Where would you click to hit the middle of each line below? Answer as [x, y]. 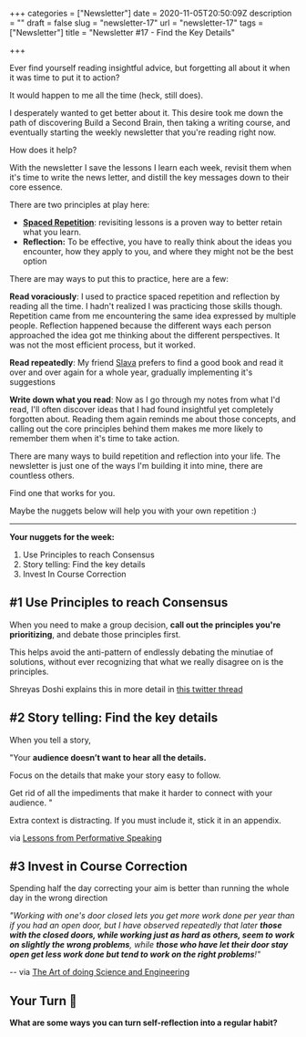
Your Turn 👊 [43, 1001]
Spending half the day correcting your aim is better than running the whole [149, 888]
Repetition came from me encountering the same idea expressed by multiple [153, 316]
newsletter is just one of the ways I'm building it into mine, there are [136, 466]
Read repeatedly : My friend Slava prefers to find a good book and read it [147, 363]
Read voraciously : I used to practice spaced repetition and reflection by [145, 296]
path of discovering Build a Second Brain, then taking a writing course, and [150, 123]
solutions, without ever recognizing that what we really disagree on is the [147, 661]
